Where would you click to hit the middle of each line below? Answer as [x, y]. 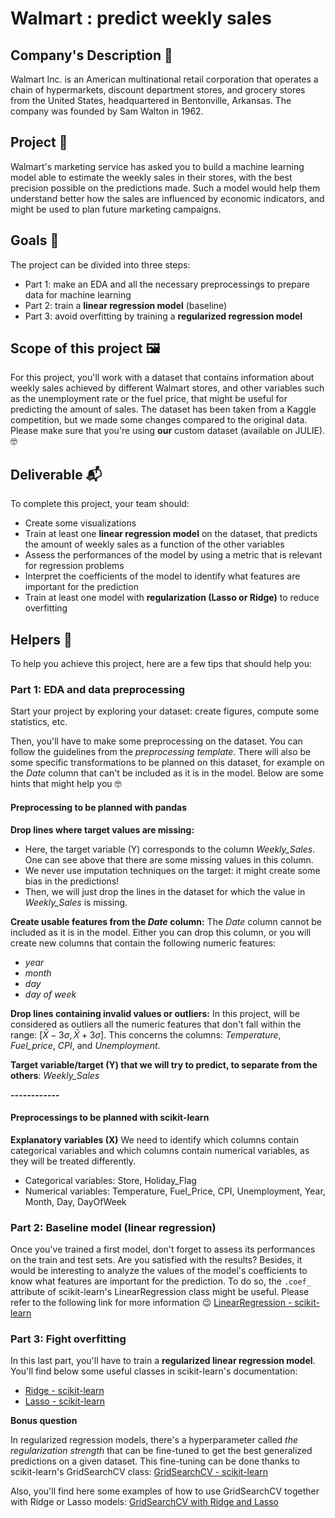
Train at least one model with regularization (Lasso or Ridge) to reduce [172, 598]
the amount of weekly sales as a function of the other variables [154, 544]
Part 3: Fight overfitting [68, 1339]
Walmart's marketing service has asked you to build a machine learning [157, 166]
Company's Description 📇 [91, 55]
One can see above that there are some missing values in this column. [169, 859]
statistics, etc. [39, 722]
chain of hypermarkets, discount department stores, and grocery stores [158, 90]
